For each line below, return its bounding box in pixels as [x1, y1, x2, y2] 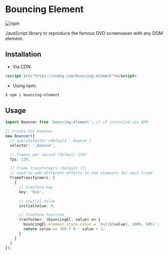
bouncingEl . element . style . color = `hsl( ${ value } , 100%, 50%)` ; [23, 222, 159, 227]
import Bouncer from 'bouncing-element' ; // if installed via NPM [5, 120, 148, 125]
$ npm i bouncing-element [5, 92, 60, 97]
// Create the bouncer [5, 129, 53, 134]
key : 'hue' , [18, 189, 44, 194]
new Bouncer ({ [5, 134, 35, 139]
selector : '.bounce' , [10, 143, 56, 148]
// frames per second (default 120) [10, 152, 87, 157]
